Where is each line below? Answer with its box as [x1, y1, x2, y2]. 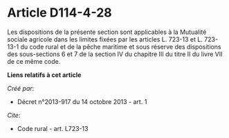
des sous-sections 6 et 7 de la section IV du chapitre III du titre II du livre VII [7, 50, 223, 58]
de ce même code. [7, 57, 61, 65]
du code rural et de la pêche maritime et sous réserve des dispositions [20, 42, 221, 51]
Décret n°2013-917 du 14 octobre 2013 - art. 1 [17, 97, 147, 105]
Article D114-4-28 [7, 5, 112, 21]
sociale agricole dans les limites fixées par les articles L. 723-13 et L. [7, 35, 203, 43]
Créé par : [7, 84, 35, 92]
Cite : [7, 111, 21, 119]
